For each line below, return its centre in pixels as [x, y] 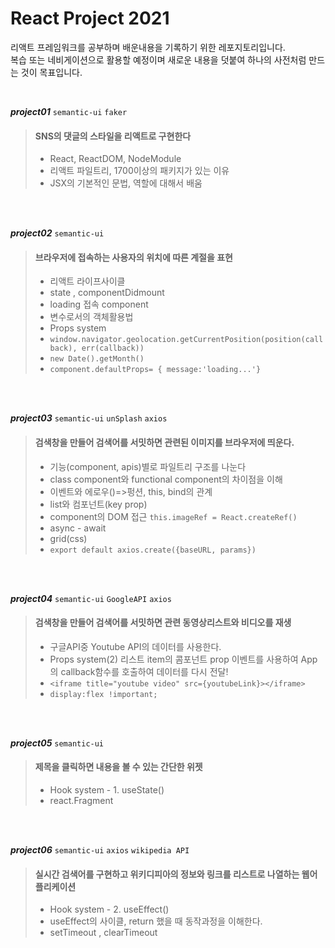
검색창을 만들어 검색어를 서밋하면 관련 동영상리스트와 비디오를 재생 [163, 623]
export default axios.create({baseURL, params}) [153, 550]
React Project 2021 [90, 18]
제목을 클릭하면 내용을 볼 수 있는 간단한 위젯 [118, 767]
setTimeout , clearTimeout [103, 933]
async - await [78, 528]
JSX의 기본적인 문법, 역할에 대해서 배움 [126, 183]
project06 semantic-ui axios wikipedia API [100, 849]
